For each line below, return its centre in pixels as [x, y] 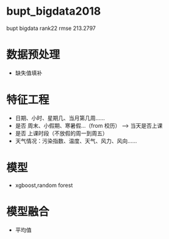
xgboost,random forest [44, 185]
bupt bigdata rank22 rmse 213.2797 [51, 28]
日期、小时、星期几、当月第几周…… [60, 118]
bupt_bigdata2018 [54, 11]
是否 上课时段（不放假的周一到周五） [61, 133]
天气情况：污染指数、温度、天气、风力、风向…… [76, 141]
